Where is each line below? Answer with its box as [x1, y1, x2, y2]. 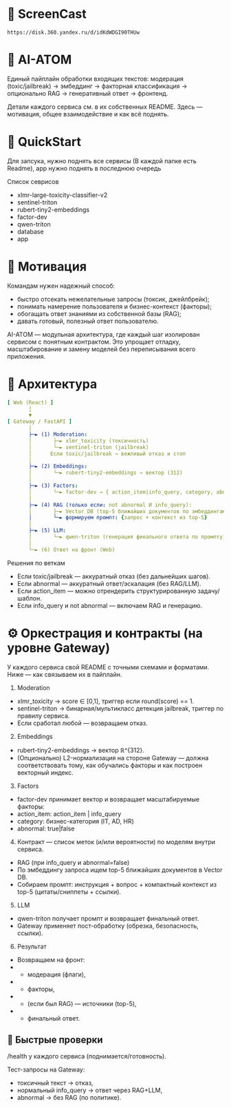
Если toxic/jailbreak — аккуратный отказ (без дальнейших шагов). [16, 572, 211, 581]
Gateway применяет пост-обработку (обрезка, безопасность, [16, 921, 199, 930]
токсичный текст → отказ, [16, 1079, 93, 1087]
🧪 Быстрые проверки [7, 1034, 103, 1046]
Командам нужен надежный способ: [7, 282, 115, 290]
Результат [16, 942, 47, 950]
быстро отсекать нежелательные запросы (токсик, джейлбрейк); [16, 295, 210, 303]
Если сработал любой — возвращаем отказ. [16, 719, 148, 727]
